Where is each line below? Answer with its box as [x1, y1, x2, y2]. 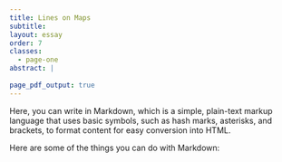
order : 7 [9, 38, 43, 48]
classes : [9, 47, 43, 56]
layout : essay [9, 30, 63, 39]
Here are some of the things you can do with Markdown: [9, 142, 220, 153]
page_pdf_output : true [9, 81, 95, 90]
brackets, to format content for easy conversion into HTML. [9, 124, 231, 136]
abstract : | [9, 64, 54, 73]
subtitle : [9, 22, 47, 31]
